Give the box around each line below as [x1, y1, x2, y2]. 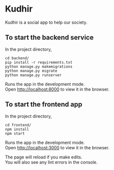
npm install [5, 127, 29, 132]
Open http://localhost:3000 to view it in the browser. [5, 144, 110, 151]
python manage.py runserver [5, 73, 62, 77]
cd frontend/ [5, 123, 32, 127]
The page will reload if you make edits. [5, 154, 82, 160]
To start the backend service [5, 33, 94, 42]
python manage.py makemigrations [5, 64, 73, 69]
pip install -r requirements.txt [5, 60, 73, 65]
